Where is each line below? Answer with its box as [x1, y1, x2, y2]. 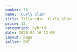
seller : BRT [5, 40, 30, 45]
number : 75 [5, 7, 28, 12]
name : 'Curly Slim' [5, 12, 46, 17]
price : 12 [5, 21, 26, 26]
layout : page [5, 35, 33, 40]
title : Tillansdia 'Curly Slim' [5, 16, 73, 21]
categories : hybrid [5, 26, 46, 31]
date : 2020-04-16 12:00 [5, 30, 55, 35]
